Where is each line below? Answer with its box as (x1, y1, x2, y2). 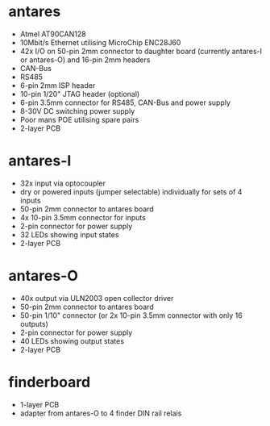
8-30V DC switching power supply (19, 106, 135, 115)
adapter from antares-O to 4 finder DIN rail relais (19, 408, 182, 418)
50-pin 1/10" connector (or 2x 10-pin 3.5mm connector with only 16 (19, 310, 243, 320)
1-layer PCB (19, 399, 60, 409)
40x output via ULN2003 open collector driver (19, 293, 174, 303)
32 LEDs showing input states (19, 229, 119, 240)
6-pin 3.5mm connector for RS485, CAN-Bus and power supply (19, 98, 231, 107)
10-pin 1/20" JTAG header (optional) (19, 89, 140, 98)
